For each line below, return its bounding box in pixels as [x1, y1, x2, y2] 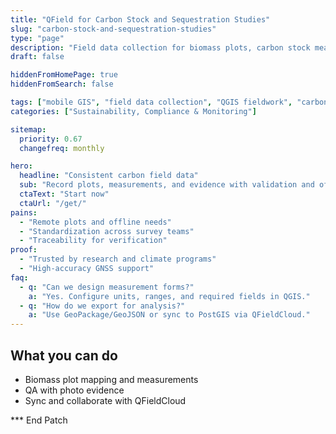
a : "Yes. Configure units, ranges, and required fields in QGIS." [28, 291, 311, 301]
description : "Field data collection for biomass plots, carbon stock [10, 42, 311, 53]
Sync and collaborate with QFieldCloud [24, 394, 187, 406]
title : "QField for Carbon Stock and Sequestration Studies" [10, 14, 271, 25]
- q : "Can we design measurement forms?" [19, 282, 195, 292]
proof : [10, 245, 38, 255]
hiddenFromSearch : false [10, 79, 114, 90]
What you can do [10, 347, 118, 364]
